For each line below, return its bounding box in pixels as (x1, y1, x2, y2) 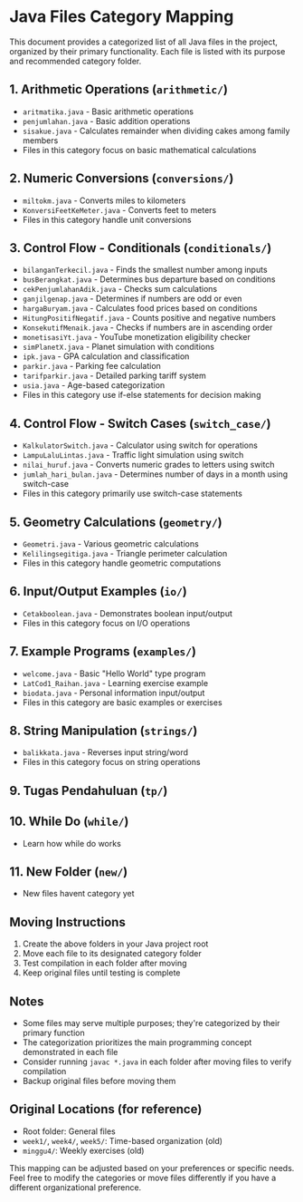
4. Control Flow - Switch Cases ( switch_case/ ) (9, 415, 271, 431)
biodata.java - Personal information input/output (22, 687, 205, 698)
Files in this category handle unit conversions (22, 214, 192, 225)
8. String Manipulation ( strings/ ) (9, 723, 198, 739)
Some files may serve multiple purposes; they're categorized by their (22, 1018, 280, 1029)
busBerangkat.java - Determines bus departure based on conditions (22, 274, 276, 285)
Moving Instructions (9, 914, 127, 930)
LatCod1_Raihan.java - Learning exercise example (22, 677, 209, 688)
